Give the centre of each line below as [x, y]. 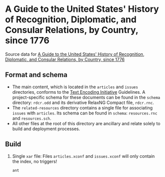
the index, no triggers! [35, 161]
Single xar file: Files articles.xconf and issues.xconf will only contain [83, 156]
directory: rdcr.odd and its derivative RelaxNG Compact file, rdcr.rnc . [83, 103]
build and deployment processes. [46, 129]
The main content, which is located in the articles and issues [75, 87]
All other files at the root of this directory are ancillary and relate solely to [86, 123]
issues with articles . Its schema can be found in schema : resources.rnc [85, 113]
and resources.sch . [32, 118]
